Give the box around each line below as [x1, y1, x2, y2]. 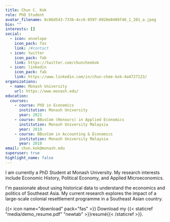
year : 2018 [18, 141, 42, 146]
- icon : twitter [10, 50, 44, 55]
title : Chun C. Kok [5, 7, 47, 13]
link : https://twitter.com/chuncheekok [14, 60, 100, 65]
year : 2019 [18, 127, 42, 132]
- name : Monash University [10, 84, 67, 89]
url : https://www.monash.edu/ [14, 88, 79, 94]
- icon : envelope [10, 36, 47, 42]
